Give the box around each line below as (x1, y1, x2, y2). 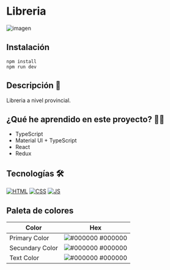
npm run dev (6, 64, 37, 70)
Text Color (9, 254, 40, 262)
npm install (6, 58, 37, 65)
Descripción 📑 (6, 81, 61, 91)
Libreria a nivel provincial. (6, 97, 72, 104)
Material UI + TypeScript (15, 137, 77, 144)
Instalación (6, 42, 50, 53)
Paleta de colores (6, 205, 74, 216)
